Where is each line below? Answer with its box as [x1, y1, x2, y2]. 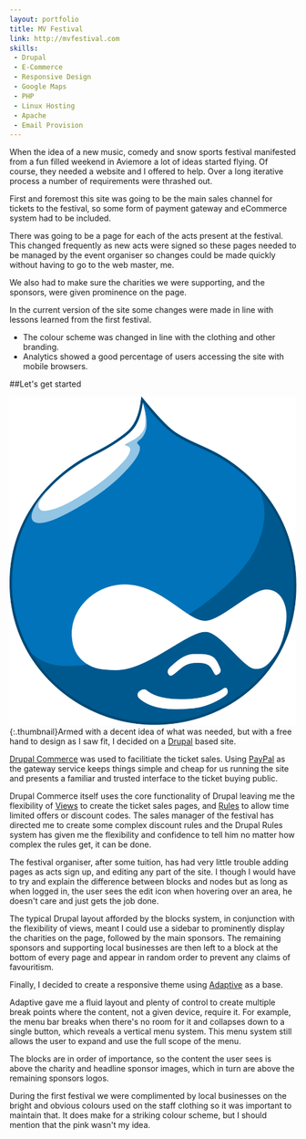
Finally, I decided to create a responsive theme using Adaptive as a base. [9, 979, 284, 990]
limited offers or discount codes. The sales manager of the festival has [9, 810, 275, 821]
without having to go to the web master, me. [9, 260, 175, 271]
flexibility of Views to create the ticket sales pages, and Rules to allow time [9, 801, 290, 812]
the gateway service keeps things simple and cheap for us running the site [9, 763, 290, 774]
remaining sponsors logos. [9, 1072, 109, 1084]
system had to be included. [9, 212, 112, 223]
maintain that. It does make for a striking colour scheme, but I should [9, 1110, 267, 1121]
